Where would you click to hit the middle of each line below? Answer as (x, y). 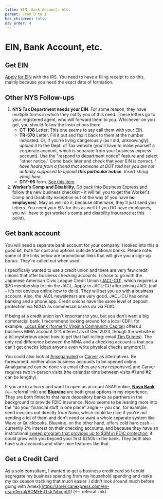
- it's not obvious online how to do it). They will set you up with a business (79, 291)
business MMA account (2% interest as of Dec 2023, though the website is (80, 331)
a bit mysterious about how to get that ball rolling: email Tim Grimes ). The (79, 337)
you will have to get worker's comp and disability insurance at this (78, 213)
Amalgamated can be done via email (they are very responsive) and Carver (80, 367)
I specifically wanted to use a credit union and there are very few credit (76, 270)
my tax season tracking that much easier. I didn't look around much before (80, 481)
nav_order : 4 (18, 23)
